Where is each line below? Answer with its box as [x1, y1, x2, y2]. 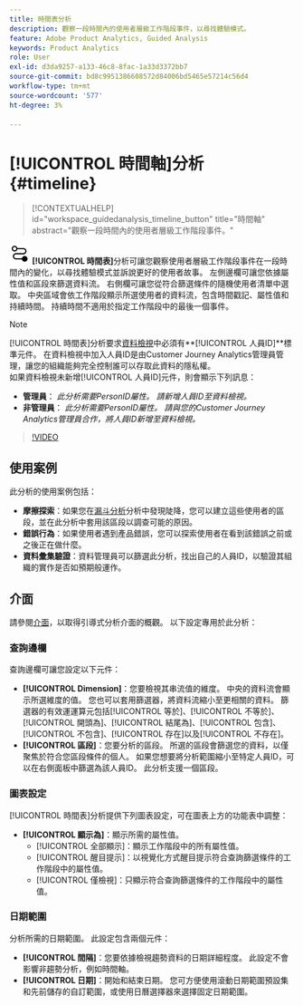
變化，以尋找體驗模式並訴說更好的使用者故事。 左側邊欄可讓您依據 [33, 267, 281, 278]
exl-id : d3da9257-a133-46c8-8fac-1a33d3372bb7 [9, 63, 188, 72]
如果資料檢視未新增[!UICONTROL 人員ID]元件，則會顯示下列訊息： [9, 372, 257, 382]
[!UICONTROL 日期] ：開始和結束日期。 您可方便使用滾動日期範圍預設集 [22, 974, 289, 985]
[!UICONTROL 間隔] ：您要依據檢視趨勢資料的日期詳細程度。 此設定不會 [22, 952, 289, 962]
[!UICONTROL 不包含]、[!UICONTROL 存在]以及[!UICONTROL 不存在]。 [22, 729, 289, 739]
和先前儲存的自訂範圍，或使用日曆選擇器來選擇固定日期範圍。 [22, 986, 253, 997]
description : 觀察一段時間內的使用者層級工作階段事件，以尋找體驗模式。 [9, 24, 251, 34]
